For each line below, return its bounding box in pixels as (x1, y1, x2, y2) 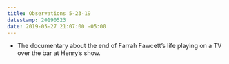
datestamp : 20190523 (7, 17, 67, 23)
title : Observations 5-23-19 (7, 10, 91, 17)
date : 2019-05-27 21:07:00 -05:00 (7, 23, 107, 30)
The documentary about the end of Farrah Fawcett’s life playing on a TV (17, 42, 222, 50)
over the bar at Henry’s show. (17, 49, 101, 57)
